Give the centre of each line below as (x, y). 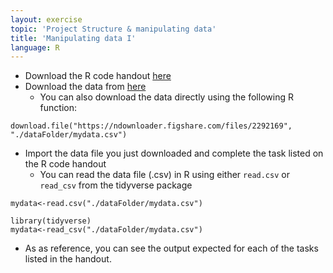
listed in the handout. (68, 259)
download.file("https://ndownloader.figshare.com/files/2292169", (151, 126)
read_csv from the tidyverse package (116, 185)
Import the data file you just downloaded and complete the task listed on (174, 153)
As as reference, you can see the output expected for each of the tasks (171, 248)
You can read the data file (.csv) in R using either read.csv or (164, 175)
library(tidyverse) (51, 221)
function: (58, 108)
